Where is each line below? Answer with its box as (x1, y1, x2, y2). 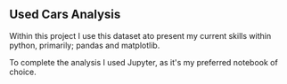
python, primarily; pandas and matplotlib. (9, 40, 160, 50)
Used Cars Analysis (9, 7, 121, 22)
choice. (9, 66, 37, 77)
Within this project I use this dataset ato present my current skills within (9, 30, 272, 41)
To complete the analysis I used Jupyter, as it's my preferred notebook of (9, 57, 278, 67)
